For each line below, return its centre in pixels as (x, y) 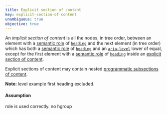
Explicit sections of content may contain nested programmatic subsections (82, 69)
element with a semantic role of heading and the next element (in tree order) (83, 43)
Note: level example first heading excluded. (50, 84)
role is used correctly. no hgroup (39, 106)
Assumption (18, 95)
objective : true (22, 24)
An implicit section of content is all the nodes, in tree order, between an (78, 38)
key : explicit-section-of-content (41, 14)
